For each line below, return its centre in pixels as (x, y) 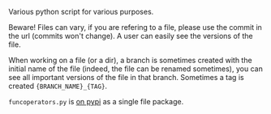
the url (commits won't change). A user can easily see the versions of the (131, 36)
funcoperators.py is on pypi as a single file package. (96, 101)
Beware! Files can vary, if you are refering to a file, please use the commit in (135, 27)
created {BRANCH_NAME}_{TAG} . (58, 86)
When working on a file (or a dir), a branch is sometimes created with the (131, 60)
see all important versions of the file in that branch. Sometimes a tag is (127, 77)
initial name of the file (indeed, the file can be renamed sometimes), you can (136, 69)
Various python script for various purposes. (81, 12)
